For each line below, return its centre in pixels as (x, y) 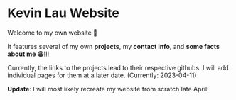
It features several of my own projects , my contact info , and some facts (114, 46)
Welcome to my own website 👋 (53, 33)
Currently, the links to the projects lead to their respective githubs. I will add (118, 67)
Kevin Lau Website (63, 13)
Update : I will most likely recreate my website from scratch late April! (108, 89)
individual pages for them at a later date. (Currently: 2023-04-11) (102, 75)
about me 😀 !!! (28, 54)
